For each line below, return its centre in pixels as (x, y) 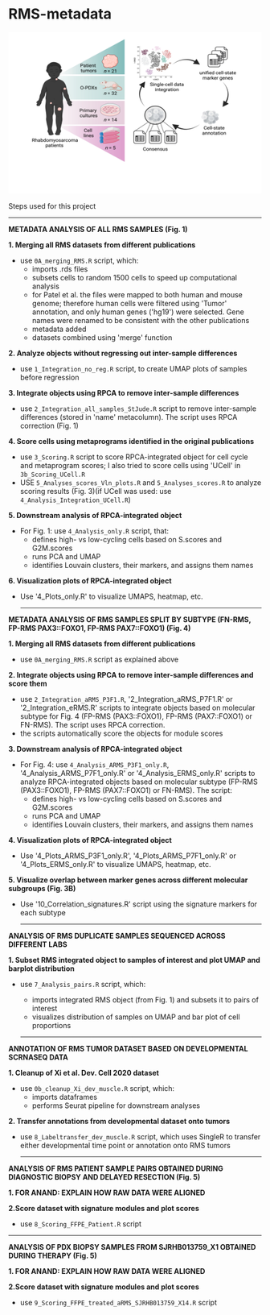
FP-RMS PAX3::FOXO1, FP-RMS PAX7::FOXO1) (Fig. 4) (100, 628)
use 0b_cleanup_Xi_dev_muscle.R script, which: (97, 1088)
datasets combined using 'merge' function (102, 337)
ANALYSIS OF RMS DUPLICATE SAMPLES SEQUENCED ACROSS (117, 935)
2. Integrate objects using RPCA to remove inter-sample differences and (131, 674)
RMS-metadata (60, 14)
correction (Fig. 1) (49, 425)
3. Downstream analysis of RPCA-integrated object (95, 749)
